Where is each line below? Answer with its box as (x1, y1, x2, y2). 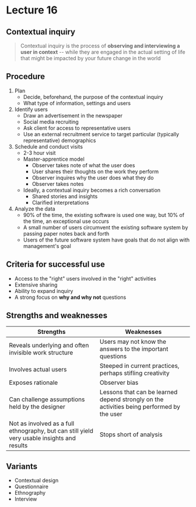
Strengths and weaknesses (6, 311, 108, 320)
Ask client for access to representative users (23, 124, 131, 132)
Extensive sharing (14, 281, 58, 288)
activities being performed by (99, 403, 181, 411)
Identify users (14, 106, 48, 113)
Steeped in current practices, (99, 362, 180, 370)
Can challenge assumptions (9, 395, 85, 403)
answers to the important (99, 345, 169, 353)
